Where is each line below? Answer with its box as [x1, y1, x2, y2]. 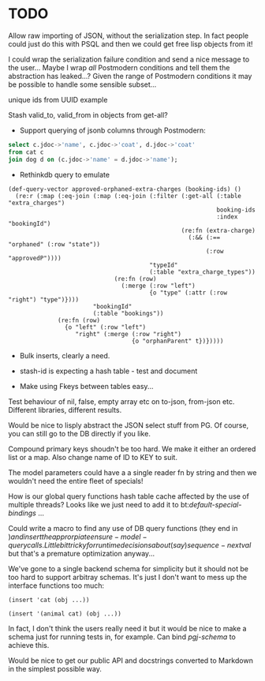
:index [216, 212, 238, 221]
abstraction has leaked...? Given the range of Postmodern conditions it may [8, 71, 252, 80]
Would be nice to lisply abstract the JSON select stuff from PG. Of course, [8, 420, 249, 430]
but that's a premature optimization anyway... [8, 548, 155, 558]
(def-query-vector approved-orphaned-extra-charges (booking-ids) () [8, 185, 242, 193]
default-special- [188, 500, 242, 509]
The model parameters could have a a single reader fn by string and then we [8, 467, 257, 477]
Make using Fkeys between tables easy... [19, 381, 154, 391]
